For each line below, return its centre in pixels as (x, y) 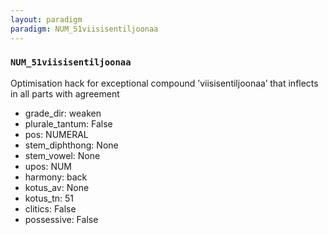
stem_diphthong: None (71, 145)
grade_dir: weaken (63, 113)
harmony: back (56, 177)
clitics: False (50, 208)
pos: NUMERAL (56, 134)
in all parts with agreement (65, 93)
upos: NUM (48, 166)
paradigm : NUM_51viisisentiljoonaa (84, 29)
